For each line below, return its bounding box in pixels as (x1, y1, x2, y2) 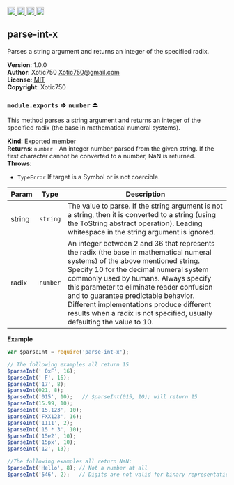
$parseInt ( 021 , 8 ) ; (7, 387, 64, 394)
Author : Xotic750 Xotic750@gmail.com (7, 68, 120, 76)
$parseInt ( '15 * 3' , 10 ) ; (7, 426, 82, 433)
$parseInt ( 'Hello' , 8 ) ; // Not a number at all (7, 465, 148, 472)
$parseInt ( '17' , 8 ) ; (7, 380, 68, 387)
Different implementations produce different (67, 300, 211, 310)
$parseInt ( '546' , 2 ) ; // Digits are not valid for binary (7, 471, 186, 478)
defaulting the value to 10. (67, 318, 154, 327)
